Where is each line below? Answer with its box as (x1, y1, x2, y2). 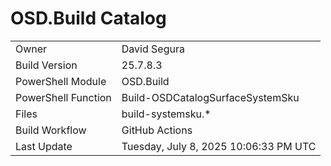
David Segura (121, 42, 185, 56)
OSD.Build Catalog (10, 7, 167, 30)
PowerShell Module (15, 74, 107, 88)
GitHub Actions (121, 123, 193, 137)
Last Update (15, 139, 73, 153)
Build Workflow (15, 123, 87, 137)
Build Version (15, 58, 78, 72)
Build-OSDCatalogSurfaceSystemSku (121, 90, 300, 104)
